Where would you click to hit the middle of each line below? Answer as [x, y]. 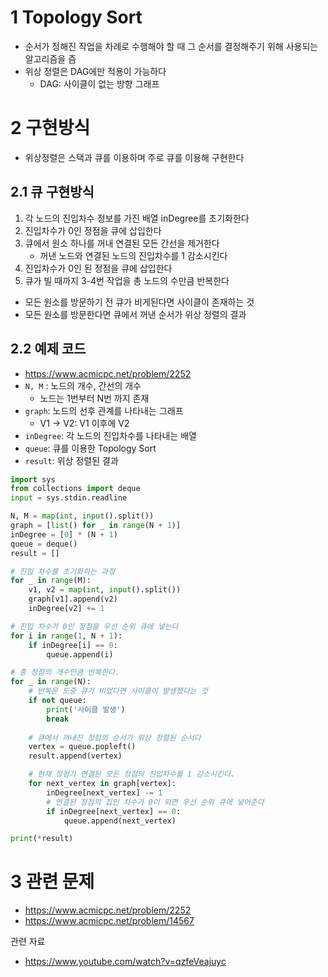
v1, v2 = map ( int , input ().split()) [105, 590]
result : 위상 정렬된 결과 [71, 460]
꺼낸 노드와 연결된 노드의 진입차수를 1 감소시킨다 [133, 255]
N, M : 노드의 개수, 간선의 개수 [83, 385]
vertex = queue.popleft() [82, 747]
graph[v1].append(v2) [73, 599]
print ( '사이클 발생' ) [86, 709]
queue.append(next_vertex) [120, 821]
